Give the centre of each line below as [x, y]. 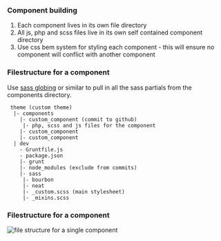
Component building [42, 10]
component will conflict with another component [86, 54]
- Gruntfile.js [41, 149]
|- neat [33, 186]
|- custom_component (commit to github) [78, 119]
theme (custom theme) [41, 107]
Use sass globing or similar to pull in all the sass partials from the [99, 87]
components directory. [39, 94]
